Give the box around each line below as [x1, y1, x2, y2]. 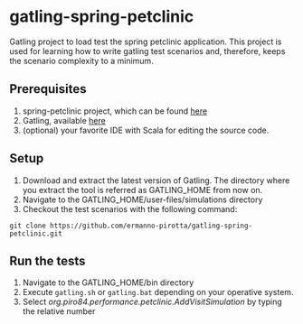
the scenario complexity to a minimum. [9, 55, 154, 66]
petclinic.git [9, 228, 63, 238]
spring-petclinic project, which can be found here [22, 106, 208, 116]
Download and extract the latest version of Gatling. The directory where [22, 174, 290, 186]
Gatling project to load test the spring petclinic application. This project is [9, 36, 282, 47]
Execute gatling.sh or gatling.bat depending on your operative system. [22, 287, 294, 298]
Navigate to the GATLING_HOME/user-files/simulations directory [22, 194, 263, 205]
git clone [9, 221, 47, 230]
